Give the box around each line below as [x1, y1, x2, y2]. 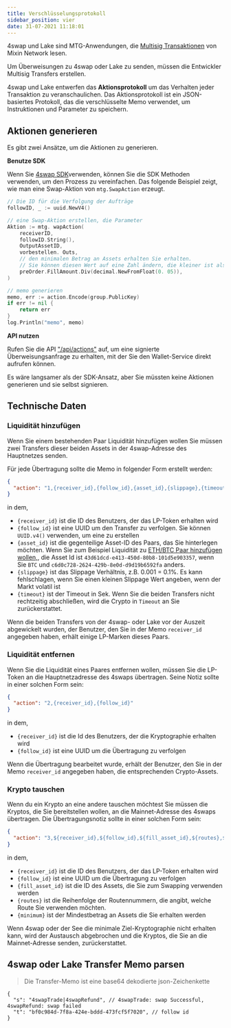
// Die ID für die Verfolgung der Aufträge [7, 198, 134, 205]
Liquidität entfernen [7, 649, 75, 659]
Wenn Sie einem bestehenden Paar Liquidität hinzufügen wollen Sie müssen [7, 436, 223, 445]
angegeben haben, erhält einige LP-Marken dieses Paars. [7, 632, 170, 641]
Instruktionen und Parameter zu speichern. [7, 105, 129, 114]
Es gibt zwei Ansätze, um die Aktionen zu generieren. [7, 143, 159, 152]
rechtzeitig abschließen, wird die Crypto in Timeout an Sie [16, 597, 180, 605]
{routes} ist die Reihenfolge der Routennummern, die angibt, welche [16, 896, 212, 905]
